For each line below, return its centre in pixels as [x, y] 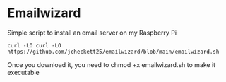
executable [24, 72]
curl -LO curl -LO [34, 45]
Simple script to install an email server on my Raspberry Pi [92, 33]
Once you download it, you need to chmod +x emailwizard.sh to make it [112, 64]
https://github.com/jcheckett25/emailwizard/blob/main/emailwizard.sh [113, 52]
